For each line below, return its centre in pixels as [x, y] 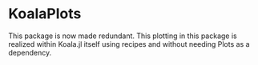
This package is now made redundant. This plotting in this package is [123, 36]
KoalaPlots [45, 14]
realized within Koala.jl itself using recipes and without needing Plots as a [129, 44]
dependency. [30, 52]
